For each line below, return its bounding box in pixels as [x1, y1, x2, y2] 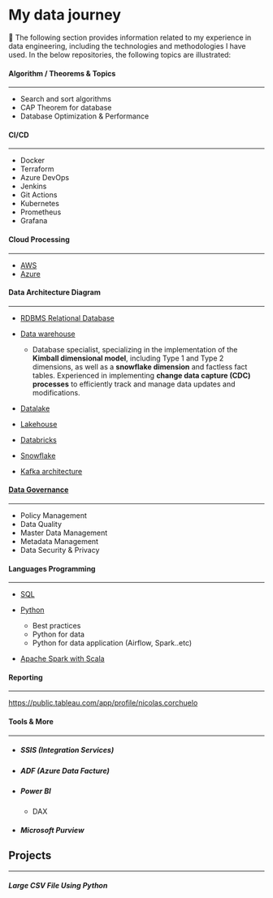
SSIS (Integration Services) [19, 745, 115, 755]
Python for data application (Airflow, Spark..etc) [32, 638, 193, 648]
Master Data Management [19, 528, 108, 538]
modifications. [32, 387, 80, 397]
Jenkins [19, 181, 47, 192]
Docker [19, 156, 45, 166]
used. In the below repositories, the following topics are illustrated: [8, 50, 232, 59]
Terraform [19, 164, 54, 174]
